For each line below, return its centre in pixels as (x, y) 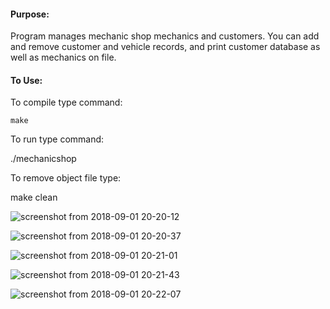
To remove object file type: (66, 178)
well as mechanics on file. (63, 57)
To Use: (26, 80)
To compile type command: (66, 102)
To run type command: (57, 139)
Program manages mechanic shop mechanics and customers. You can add (165, 36)
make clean (34, 197)
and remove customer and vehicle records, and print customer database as (165, 47)
